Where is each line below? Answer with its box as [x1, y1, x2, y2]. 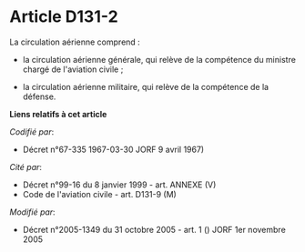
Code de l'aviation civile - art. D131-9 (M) [22, 188, 178, 199]
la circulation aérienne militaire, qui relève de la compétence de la [22, 81, 269, 92]
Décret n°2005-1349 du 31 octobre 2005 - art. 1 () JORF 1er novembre [22, 224, 287, 235]
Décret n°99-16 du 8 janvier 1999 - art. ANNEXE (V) [22, 179, 217, 190]
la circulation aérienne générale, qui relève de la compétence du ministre [22, 54, 296, 65]
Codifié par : [9, 126, 55, 137]
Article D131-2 [9, 6, 118, 27]
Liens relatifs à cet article [9, 108, 107, 119]
